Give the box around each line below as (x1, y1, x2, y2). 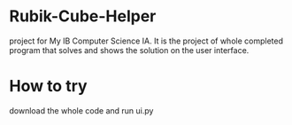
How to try (9, 76, 88, 97)
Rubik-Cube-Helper (9, 6, 157, 27)
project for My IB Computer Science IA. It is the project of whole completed (9, 35, 283, 46)
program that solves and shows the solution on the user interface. (9, 44, 250, 55)
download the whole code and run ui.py (9, 105, 154, 116)
